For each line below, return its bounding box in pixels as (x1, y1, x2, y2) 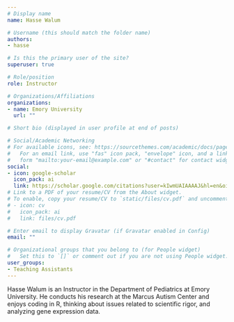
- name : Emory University (7, 106, 82, 113)
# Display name (7, 10, 52, 17)
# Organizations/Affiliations (7, 92, 95, 99)
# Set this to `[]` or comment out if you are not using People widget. (7, 253, 229, 260)
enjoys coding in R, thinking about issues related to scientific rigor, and (7, 300, 210, 308)
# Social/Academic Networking (7, 137, 95, 145)
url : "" (13, 112, 36, 119)
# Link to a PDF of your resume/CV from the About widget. (7, 189, 182, 196)
